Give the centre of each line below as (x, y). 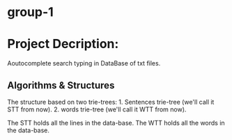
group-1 (30, 12)
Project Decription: (63, 44)
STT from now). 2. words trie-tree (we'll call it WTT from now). (97, 109)
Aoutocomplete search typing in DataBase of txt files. (84, 63)
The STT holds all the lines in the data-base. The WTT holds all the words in (116, 123)
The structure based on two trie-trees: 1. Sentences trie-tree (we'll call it (111, 102)
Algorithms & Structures (61, 85)
